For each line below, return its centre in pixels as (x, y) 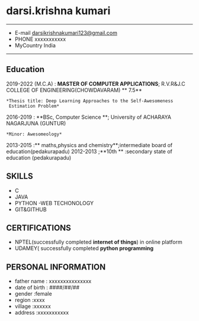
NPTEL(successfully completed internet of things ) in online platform (98, 242)
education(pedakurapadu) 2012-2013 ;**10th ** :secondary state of (89, 151)
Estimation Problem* (34, 106)
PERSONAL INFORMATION (56, 267)
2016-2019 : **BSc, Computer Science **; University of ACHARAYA (89, 117)
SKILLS (20, 176)
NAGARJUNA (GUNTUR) (36, 123)
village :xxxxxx (33, 306)
